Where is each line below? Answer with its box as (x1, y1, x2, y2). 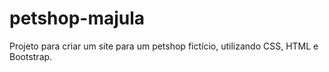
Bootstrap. (9, 50, 53, 62)
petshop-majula (9, 7, 146, 30)
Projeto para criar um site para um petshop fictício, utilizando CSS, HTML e (9, 40, 319, 52)
